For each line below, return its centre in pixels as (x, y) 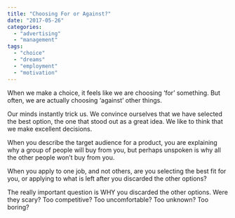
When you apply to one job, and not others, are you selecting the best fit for (117, 171)
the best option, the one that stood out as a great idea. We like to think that (115, 121)
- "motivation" (36, 72)
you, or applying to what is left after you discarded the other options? (107, 178)
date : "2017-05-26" (36, 20)
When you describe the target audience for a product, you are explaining (112, 142)
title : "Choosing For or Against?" (59, 14)
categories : (25, 27)
